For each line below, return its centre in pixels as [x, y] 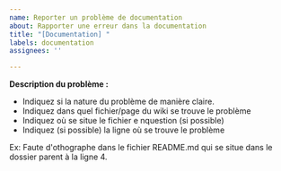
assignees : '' [36, 51]
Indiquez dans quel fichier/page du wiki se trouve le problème [136, 111]
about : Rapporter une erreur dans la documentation [108, 26]
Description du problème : [59, 84]
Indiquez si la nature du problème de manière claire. [119, 102]
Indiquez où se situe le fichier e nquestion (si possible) [123, 121]
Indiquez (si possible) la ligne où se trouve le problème [123, 130]
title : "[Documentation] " [60, 34]
